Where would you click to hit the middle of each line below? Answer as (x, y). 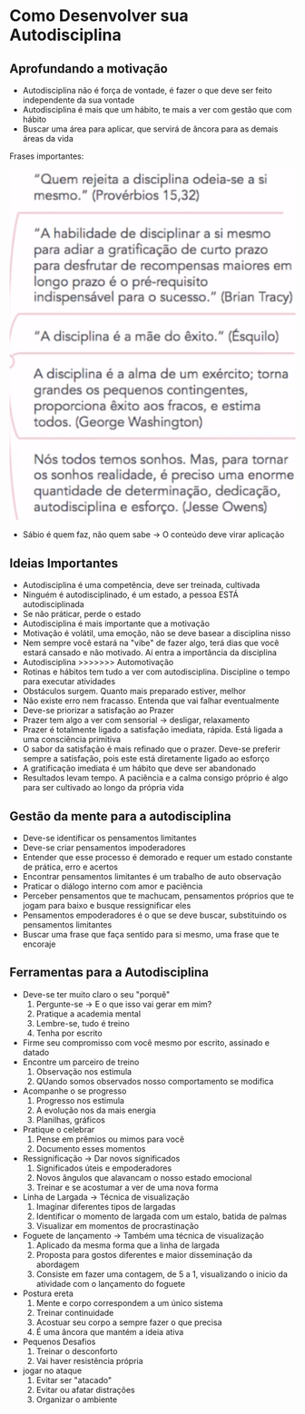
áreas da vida (48, 138)
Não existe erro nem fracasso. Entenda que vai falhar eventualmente (151, 701)
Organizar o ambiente (77, 1399)
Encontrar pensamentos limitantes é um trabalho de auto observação (152, 876)
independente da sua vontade (79, 100)
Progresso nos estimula (80, 1100)
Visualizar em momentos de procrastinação (118, 1225)
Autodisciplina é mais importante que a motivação (116, 624)
